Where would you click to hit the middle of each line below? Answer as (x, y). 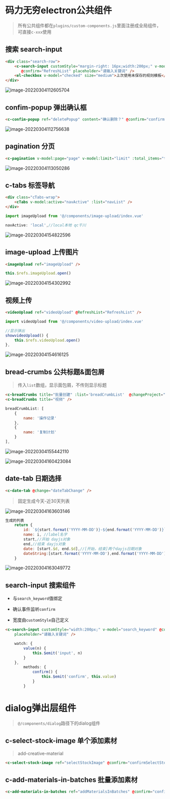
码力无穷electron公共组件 (59, 10)
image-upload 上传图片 (42, 252)
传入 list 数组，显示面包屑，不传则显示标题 (62, 385)
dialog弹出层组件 (41, 708)
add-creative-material (40, 753)
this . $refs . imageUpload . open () (38, 273)
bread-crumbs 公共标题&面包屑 (55, 372)
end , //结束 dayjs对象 (45, 544)
